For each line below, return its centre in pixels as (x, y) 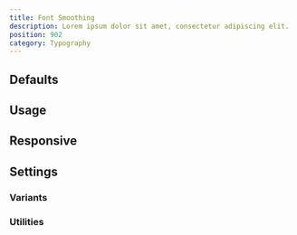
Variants (29, 197)
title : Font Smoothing (52, 18)
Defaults (34, 79)
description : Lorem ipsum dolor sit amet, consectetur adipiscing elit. (149, 26)
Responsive (43, 141)
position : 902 (36, 34)
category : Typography (50, 43)
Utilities (27, 221)
